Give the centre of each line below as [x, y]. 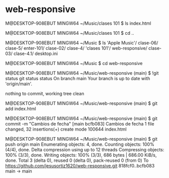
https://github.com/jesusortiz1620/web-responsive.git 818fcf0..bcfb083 [80, 165]
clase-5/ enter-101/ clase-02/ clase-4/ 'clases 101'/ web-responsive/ [76, 48]
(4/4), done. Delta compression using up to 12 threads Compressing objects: [85, 149]
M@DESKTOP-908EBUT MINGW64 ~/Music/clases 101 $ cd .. [70, 33]
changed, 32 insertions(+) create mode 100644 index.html [66, 129]
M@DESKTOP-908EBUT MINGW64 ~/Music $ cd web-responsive [74, 63]
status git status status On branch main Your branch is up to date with [78, 78]
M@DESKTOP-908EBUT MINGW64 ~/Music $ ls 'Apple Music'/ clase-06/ [82, 43]
